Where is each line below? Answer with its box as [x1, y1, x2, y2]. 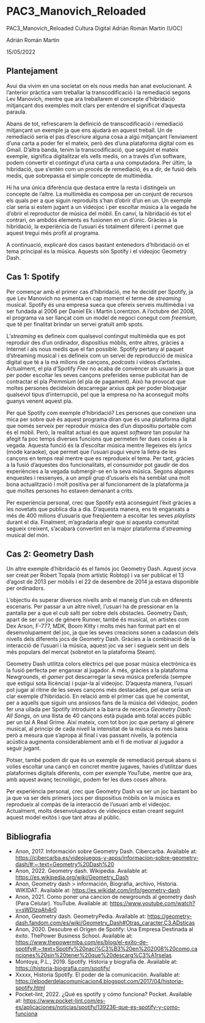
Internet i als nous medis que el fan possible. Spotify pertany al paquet [6, 345, 184, 353]
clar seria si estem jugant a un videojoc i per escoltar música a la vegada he [6, 203, 197, 210]
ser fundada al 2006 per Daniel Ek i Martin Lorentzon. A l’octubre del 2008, [6, 307, 195, 315]
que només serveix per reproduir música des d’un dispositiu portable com [6, 422, 192, 429]
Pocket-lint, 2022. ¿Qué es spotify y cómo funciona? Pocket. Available [15, 991, 192, 998]
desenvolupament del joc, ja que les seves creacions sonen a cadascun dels [6, 629, 199, 636]
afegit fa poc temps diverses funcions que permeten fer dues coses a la [6, 435, 187, 442]
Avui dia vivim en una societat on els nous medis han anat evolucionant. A [6, 82, 192, 89]
